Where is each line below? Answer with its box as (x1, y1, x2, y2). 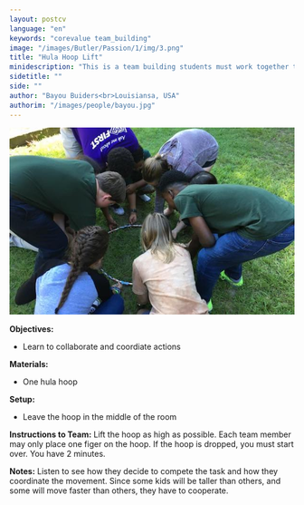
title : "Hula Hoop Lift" (9, 53, 103, 63)
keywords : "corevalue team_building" (9, 34, 152, 43)
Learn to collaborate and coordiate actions (22, 341, 181, 353)
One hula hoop (22, 376, 79, 387)
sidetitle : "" (9, 73, 63, 82)
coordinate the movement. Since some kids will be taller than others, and (9, 476, 281, 487)
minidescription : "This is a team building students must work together (9, 63, 290, 72)
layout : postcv (9, 15, 67, 24)
